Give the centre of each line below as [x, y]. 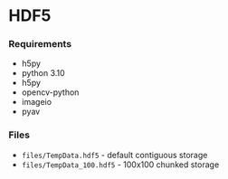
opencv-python [50, 92]
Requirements [40, 44]
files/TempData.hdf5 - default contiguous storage [114, 155]
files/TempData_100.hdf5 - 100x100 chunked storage [120, 165]
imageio [36, 102]
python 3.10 [43, 73]
